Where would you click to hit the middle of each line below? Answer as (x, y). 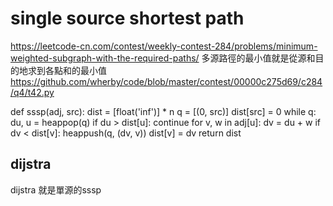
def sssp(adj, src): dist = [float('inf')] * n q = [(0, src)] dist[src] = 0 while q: (163, 111)
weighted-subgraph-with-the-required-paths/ (105, 58)
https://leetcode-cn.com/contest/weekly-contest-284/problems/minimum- (164, 46)
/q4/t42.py (32, 92)
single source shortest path (127, 18)
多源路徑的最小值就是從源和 (258, 58)
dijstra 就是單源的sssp (56, 189)
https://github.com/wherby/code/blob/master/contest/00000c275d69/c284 (166, 81)
